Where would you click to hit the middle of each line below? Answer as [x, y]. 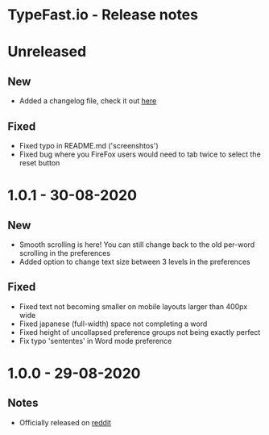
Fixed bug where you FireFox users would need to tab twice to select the [140, 154]
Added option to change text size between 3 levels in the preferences [134, 261]
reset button [39, 163]
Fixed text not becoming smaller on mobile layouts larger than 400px [133, 306]
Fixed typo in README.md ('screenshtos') [89, 146]
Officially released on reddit [65, 422]
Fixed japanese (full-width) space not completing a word [113, 324]
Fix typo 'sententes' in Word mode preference [95, 341]
